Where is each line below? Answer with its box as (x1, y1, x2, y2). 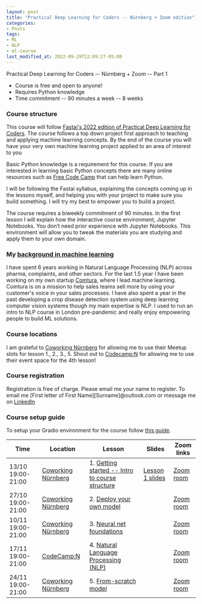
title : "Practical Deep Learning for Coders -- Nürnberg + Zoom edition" (6, 14, 195, 20)
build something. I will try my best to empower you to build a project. (6, 198, 176, 205)
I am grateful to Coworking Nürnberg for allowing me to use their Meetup (6, 344, 187, 351)
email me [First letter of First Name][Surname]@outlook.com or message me (6, 391, 196, 399)
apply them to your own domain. (6, 235, 87, 242)
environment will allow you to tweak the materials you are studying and (6, 228, 182, 235)
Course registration (6, 372, 65, 380)
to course (89, 474, 116, 482)
